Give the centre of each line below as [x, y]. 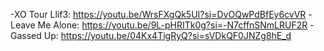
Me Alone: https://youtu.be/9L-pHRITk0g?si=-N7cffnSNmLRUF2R [172, 25]
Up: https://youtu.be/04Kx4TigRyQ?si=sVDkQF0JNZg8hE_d [167, 35]
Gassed [26, 35]
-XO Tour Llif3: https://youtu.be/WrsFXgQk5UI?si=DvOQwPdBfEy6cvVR [158, 14]
